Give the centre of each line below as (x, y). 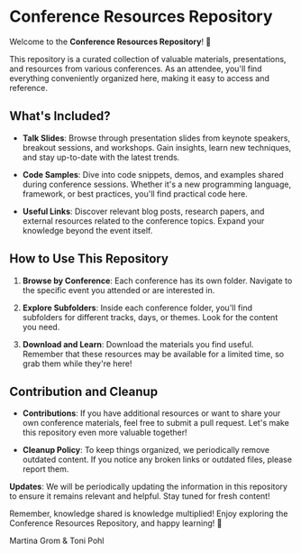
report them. (46, 469)
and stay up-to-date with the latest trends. (101, 157)
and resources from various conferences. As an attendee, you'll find (136, 69)
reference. (28, 88)
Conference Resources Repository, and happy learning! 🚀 (116, 523)
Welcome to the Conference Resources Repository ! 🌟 (110, 41)
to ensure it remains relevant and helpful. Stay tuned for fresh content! (140, 496)
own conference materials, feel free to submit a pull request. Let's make (156, 423)
